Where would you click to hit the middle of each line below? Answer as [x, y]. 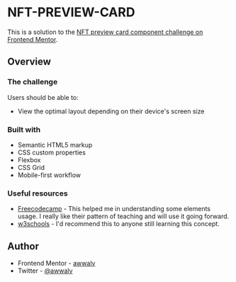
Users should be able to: [43, 97]
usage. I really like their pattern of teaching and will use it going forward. [123, 216]
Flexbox [29, 159]
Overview [29, 62]
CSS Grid [31, 167]
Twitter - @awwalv [45, 271]
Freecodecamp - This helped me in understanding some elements [114, 209]
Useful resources [38, 193]
